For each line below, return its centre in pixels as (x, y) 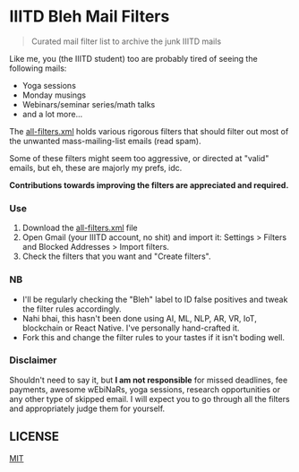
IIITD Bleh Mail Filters (90, 17)
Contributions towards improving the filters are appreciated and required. (149, 185)
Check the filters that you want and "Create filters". (116, 256)
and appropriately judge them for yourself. (87, 408)
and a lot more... (52, 114)
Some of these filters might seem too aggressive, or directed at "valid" (139, 158)
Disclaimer (33, 360)
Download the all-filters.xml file (80, 228)
